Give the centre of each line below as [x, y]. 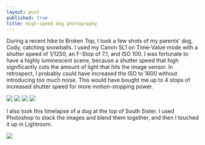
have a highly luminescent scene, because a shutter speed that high [93, 61]
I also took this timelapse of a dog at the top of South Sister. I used [91, 111]
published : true [27, 18]
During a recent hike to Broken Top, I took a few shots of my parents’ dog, [100, 41]
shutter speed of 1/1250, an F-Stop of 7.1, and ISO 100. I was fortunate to [98, 54]
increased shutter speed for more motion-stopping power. [80, 87]
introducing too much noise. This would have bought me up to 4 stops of [98, 80]
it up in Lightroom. [29, 124]
